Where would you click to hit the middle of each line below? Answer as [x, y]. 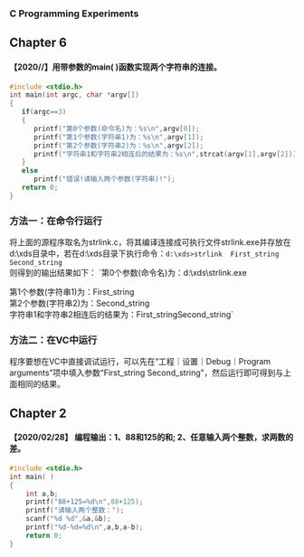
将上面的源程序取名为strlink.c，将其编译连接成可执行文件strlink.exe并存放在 [150, 242]
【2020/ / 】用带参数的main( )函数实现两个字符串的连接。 [115, 67]
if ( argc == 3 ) [44, 112]
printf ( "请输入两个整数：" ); [75, 510]
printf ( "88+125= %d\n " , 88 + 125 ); [85, 502]
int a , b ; [42, 494]
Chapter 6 [38, 43]
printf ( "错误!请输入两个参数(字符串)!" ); [104, 179]
